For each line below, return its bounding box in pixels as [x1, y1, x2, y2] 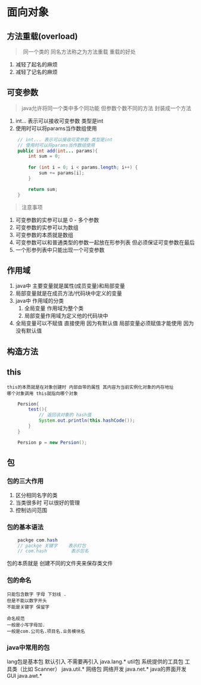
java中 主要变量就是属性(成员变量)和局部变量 [15, 282, 125, 290]
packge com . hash [17, 537, 58, 543]
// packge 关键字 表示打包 [17, 543, 86, 549]
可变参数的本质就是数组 [15, 231, 73, 238]
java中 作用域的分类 [15, 297, 64, 305]
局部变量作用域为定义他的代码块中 [24, 312, 109, 319]
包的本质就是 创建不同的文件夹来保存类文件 [7, 560, 113, 567]
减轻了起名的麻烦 [15, 61, 58, 68]
